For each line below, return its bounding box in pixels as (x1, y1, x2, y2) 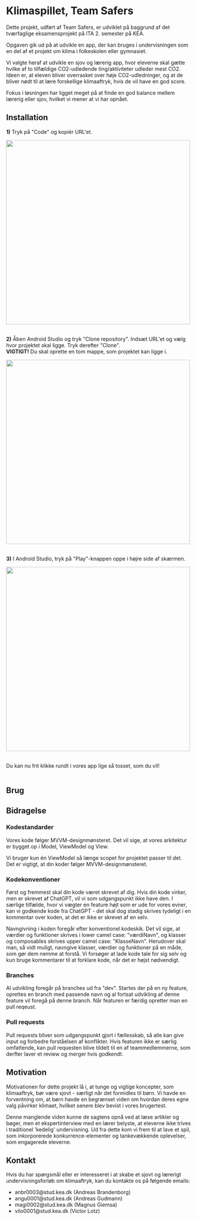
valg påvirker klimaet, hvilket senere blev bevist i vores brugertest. (6, 1101, 167, 1109)
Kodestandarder (6, 823, 54, 831)
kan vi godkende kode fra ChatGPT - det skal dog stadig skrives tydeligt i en (6, 907, 191, 915)
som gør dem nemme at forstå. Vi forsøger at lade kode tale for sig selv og (6, 951, 187, 958)
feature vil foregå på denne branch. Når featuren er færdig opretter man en (6, 997, 188, 1004)
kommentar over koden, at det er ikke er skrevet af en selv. (6, 914, 149, 921)
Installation (6, 113, 48, 123)
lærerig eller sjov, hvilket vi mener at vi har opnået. (6, 96, 129, 103)
